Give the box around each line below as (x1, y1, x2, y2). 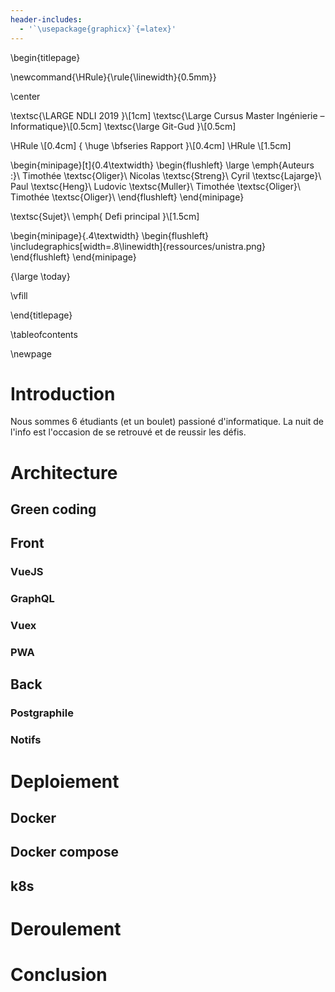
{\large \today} (10, 270, 71, 282)
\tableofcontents (10, 328, 78, 340)
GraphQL (10, 592, 55, 606)
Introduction (10, 382, 116, 405)
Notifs (10, 733, 42, 747)
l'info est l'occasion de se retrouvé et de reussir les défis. (10, 426, 247, 438)
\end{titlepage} (10, 309, 73, 321)
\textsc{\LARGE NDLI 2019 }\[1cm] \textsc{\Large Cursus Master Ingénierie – (10, 109, 325, 121)
